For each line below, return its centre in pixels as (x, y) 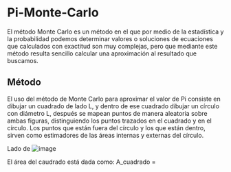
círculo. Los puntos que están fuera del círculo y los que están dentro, (106, 127)
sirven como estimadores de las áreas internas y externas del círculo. (106, 135)
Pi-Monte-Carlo (53, 13)
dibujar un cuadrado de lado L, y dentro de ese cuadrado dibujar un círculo (113, 106)
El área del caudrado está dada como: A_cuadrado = (81, 162)
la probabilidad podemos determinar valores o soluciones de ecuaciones (110, 38)
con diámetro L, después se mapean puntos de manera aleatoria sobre (107, 113)
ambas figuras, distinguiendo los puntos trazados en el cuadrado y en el (109, 121)
